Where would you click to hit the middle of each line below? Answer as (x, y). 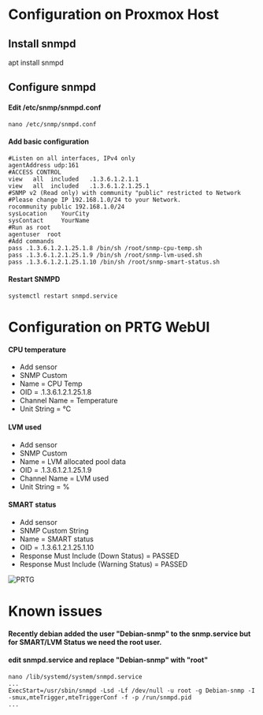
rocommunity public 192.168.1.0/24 (67, 207)
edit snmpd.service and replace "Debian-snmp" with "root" (108, 660)
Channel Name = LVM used (64, 478)
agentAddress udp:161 (44, 165)
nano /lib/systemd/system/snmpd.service (76, 676)
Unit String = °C (45, 409)
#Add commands (31, 241)
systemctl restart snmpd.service (63, 296)
